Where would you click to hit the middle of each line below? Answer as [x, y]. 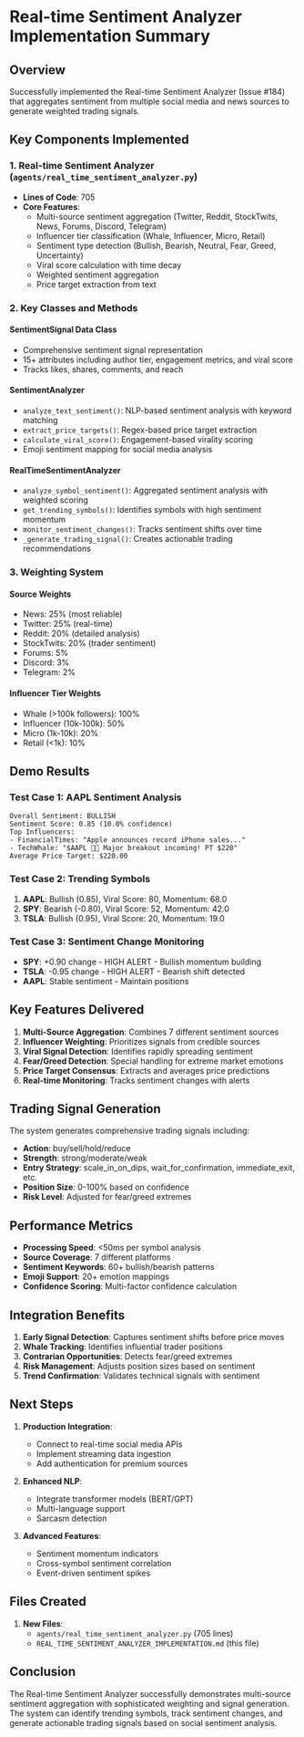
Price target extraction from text [96, 284]
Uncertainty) [60, 255]
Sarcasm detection [71, 1518]
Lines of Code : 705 [59, 197]
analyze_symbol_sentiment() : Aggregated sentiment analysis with [145, 491]
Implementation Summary [110, 36]
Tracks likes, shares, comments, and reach [103, 369]
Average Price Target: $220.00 [69, 856]
